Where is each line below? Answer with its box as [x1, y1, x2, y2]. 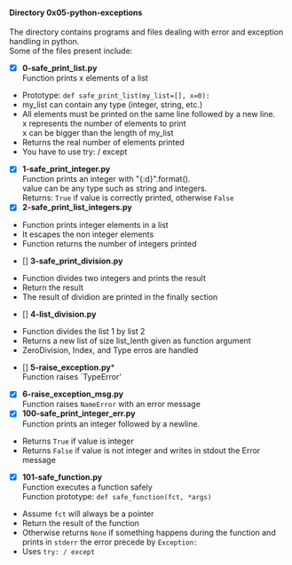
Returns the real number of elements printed [21, 137, 185, 148]
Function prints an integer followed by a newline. [21, 418, 201, 429]
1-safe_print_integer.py [21, 164, 111, 175]
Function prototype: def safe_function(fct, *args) [21, 490, 212, 501]
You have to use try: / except [21, 146, 128, 157]
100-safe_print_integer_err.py [21, 408, 136, 419]
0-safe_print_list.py [21, 63, 98, 74]
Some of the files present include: [9, 45, 133, 57]
